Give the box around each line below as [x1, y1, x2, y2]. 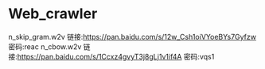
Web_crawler [8, 5, 98, 23]
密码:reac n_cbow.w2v [8, 41, 82, 52]
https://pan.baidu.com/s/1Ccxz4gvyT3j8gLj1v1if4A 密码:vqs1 [17, 52, 215, 61]
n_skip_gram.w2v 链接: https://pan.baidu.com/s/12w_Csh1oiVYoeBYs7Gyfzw [8, 32, 257, 41]
